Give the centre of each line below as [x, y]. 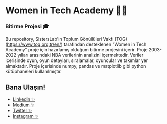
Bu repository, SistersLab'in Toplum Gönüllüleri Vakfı [59, 39]
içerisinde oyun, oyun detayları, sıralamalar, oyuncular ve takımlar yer [77, 60]
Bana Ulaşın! [25, 87]
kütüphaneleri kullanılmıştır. [33, 71]
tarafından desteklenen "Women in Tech [105, 44]
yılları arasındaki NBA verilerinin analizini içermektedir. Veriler [80, 55]
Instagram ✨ [25, 116]
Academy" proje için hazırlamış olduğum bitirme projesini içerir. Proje [76, 50]
